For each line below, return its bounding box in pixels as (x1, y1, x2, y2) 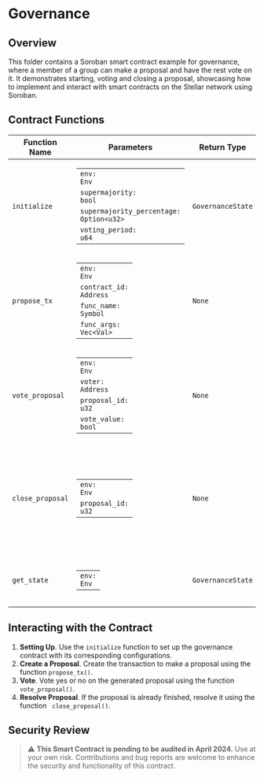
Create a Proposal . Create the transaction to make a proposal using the (19, 659, 251, 668)
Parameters (108, 141, 153, 152)
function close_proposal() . (19, 701, 111, 710)
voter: (79, 377, 104, 386)
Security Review (8, 724, 90, 737)
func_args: (79, 320, 121, 329)
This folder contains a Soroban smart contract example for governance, (8, 57, 240, 66)
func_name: (79, 301, 121, 310)
